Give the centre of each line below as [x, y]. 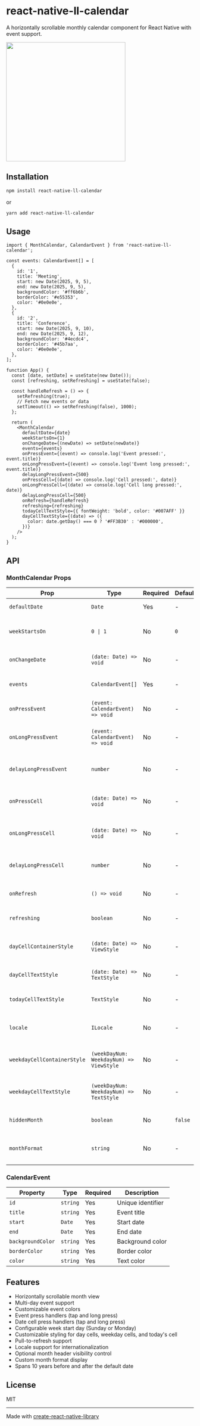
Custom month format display [51, 1360]
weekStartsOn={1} [43, 438]
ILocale [102, 1028]
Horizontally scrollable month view [57, 1297]
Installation [27, 177]
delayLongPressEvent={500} [55, 475]
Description [142, 1193]
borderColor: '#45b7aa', [48, 344]
